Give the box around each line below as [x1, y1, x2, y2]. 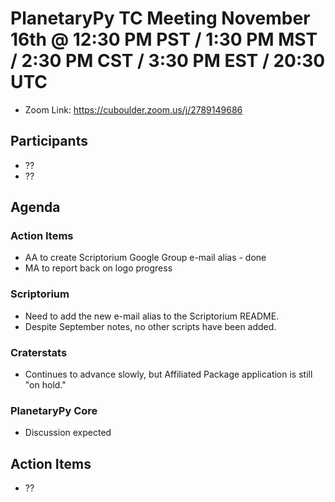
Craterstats [10, 345, 68, 359]
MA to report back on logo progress [24, 262, 173, 274]
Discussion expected [24, 427, 112, 439]
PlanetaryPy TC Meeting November [10, 7, 311, 30]
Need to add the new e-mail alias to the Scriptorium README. [24, 310, 280, 322]
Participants [10, 133, 88, 150]
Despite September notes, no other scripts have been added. [24, 320, 277, 332]
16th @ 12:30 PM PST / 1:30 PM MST [10, 28, 318, 51]
